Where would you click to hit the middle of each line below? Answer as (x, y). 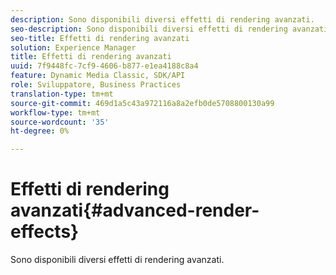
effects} (45, 232)
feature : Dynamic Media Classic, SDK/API (98, 76)
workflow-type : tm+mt (55, 112)
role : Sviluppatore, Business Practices (96, 85)
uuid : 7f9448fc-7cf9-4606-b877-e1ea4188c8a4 (104, 66)
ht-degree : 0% (40, 131)
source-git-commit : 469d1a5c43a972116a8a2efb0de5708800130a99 (142, 103)
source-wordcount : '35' (60, 122)
